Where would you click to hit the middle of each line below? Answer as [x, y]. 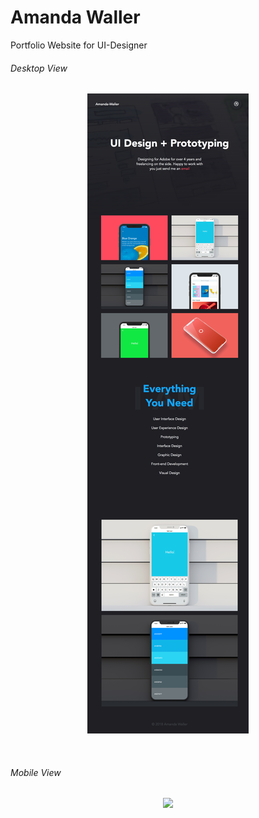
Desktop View [39, 68]
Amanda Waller [75, 17]
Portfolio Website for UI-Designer [79, 45]
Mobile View [36, 772]
